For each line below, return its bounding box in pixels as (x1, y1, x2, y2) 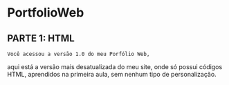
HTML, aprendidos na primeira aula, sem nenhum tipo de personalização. (7, 70, 217, 78)
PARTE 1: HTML (7, 32, 75, 44)
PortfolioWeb (7, 5, 84, 21)
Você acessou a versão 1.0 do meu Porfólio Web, (7, 50, 150, 57)
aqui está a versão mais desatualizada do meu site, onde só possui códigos (7, 63, 223, 70)
